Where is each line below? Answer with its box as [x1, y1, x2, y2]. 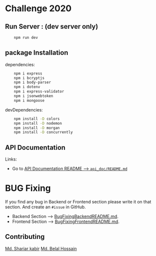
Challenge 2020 [5, 3, 72, 14]
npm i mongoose [14, 98, 45, 103]
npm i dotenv [14, 85, 40, 90]
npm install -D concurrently [14, 130, 73, 135]
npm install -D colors [14, 116, 60, 121]
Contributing [5, 233, 45, 241]
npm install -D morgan [14, 125, 60, 130]
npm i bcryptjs [14, 75, 45, 80]
